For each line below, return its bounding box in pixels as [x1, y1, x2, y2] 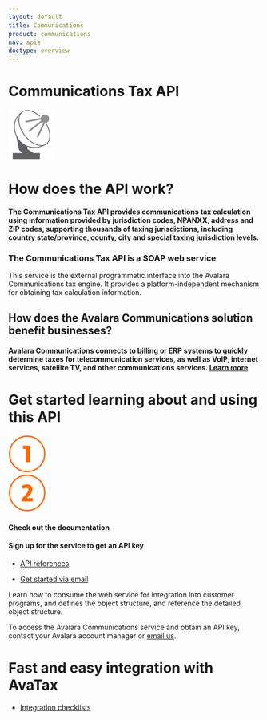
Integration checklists [19, 702, 91, 712]
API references [19, 558, 70, 568]
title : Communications [8, 21, 84, 30]
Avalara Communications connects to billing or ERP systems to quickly [8, 346, 249, 356]
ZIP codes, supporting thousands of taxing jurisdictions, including [8, 224, 233, 233]
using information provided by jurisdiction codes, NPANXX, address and [8, 215, 253, 224]
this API [8, 408, 62, 427]
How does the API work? [8, 180, 174, 198]
